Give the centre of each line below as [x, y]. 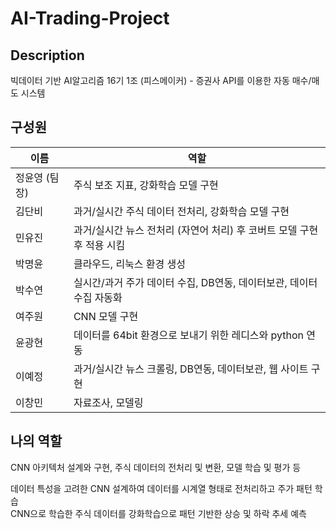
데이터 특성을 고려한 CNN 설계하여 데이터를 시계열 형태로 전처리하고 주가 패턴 [161, 488]
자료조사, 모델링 [108, 402]
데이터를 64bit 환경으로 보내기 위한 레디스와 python [189, 335]
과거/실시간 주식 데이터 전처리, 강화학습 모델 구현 [181, 211]
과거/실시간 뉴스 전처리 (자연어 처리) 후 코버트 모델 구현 [196, 230]
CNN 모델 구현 [106, 316]
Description [47, 55]
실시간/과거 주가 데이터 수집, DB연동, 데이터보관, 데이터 [195, 282]
